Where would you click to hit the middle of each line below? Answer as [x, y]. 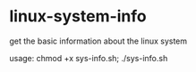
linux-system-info [78, 16]
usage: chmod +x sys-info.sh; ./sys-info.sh [89, 58]
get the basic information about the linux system [98, 41]
